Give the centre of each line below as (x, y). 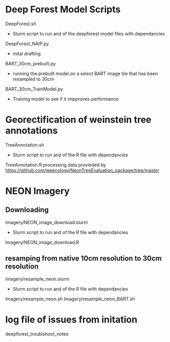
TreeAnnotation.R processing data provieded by (56, 165)
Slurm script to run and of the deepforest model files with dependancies (89, 33)
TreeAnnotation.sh (25, 145)
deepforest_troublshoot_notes (37, 334)
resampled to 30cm (33, 79)
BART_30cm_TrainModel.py (34, 89)
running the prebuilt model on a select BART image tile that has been (85, 74)
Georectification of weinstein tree (79, 120)
